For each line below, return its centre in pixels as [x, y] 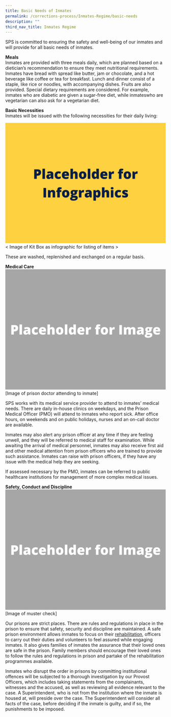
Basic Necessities [25, 111]
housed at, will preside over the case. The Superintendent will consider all [83, 698]
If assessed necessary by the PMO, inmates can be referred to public [78, 472]
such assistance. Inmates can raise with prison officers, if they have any [81, 456]
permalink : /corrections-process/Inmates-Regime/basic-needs [72, 16]
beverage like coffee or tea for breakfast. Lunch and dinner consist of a [80, 79]
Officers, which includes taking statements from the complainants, [75, 682]
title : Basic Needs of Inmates [38, 11]
